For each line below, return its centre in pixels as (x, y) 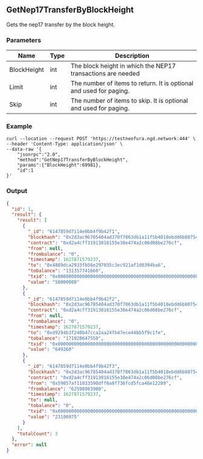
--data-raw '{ (24, 149)
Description (132, 56)
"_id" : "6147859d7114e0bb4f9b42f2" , (74, 299)
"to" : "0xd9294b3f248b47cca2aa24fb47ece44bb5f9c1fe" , (97, 332)
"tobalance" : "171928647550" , (66, 338)
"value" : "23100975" (54, 417)
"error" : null (29, 445)
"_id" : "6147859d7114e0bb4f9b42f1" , (74, 232)
